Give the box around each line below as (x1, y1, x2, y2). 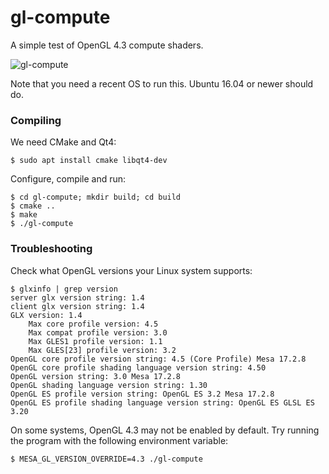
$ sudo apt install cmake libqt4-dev (10, 156, 168, 166)
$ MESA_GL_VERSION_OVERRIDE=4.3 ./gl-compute (10, 454, 203, 464)
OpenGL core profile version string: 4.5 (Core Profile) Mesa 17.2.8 (10, 354, 307, 364)
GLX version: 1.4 (10, 310, 83, 320)
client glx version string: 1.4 (10, 301, 145, 311)
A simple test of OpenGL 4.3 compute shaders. (10, 39, 204, 51)
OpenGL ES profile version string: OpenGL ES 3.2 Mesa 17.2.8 (10, 389, 275, 399)
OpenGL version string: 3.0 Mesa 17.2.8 (10, 371, 182, 381)
